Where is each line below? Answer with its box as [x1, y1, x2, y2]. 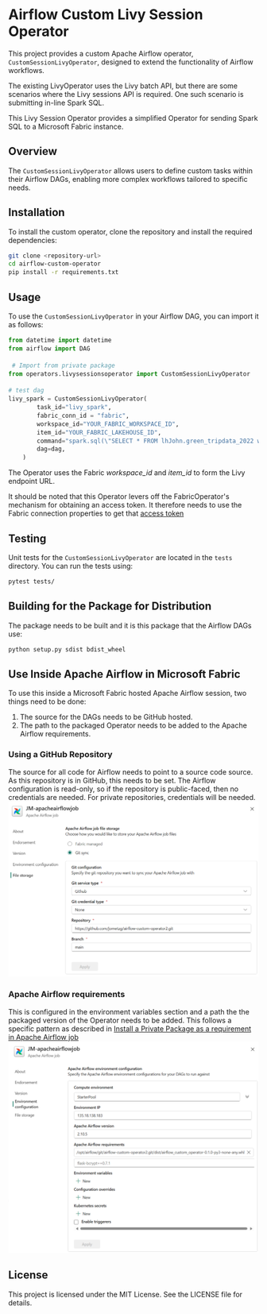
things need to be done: [8, 697, 87, 706]
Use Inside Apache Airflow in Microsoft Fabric [8, 667, 241, 681]
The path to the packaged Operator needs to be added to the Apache [19, 721, 248, 730]
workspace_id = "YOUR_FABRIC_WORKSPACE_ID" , [37, 419, 180, 428]
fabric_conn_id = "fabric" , [37, 412, 130, 419]
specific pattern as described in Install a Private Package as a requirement [8, 1023, 252, 1034]
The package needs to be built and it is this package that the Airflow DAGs [8, 620, 252, 630]
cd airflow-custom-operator [8, 260, 102, 268]
